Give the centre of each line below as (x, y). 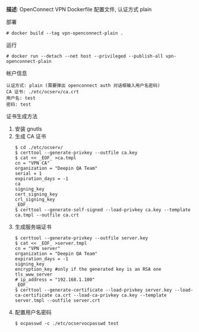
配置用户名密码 (33, 312)
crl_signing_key (35, 200)
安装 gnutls (29, 129)
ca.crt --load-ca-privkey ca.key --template (111, 295)
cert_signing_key (36, 194)
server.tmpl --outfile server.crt (57, 301)
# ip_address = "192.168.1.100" (55, 280)
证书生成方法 (22, 116)
